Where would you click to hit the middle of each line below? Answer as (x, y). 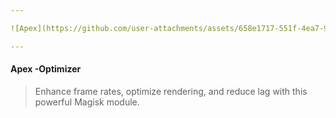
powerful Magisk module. (87, 102)
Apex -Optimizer (46, 69)
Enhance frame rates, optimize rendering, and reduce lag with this (171, 91)
